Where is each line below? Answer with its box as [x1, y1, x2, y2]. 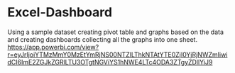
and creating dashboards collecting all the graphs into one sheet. [7, 35, 197, 43]
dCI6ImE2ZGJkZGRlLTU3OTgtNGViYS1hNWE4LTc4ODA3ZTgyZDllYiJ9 [7, 57, 213, 66]
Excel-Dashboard [7, 4, 112, 21]
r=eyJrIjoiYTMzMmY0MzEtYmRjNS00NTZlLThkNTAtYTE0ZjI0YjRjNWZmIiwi [7, 50, 228, 59]
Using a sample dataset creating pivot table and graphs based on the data [7, 28, 224, 36]
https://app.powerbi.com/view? [7, 43, 99, 51]
